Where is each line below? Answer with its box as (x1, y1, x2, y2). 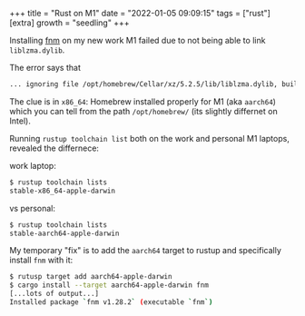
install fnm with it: (9, 254, 74, 266)
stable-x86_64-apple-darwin (9, 186, 116, 195)
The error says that (9, 63, 82, 73)
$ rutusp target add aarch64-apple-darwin (9, 272, 172, 281)
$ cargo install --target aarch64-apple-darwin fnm (9, 281, 209, 290)
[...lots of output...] (9, 290, 100, 299)
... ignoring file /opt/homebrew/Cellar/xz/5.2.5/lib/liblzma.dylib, (9, 80, 279, 89)
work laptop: (9, 160, 56, 171)
